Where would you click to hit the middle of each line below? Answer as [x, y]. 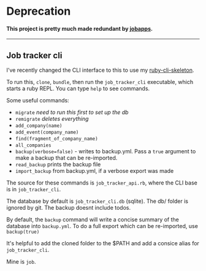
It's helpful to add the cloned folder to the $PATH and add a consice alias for [103, 243]
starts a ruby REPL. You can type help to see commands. [78, 89]
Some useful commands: [38, 101]
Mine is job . [21, 262]
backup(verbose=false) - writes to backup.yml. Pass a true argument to [105, 151]
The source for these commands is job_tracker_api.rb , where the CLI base [102, 183]
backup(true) [23, 232]
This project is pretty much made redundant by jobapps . [80, 28]
